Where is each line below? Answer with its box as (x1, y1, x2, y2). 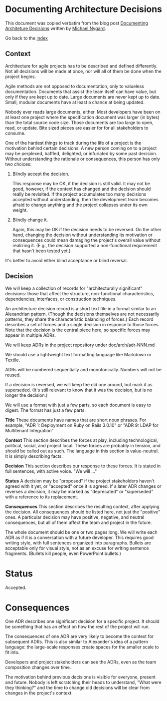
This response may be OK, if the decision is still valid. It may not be (12, 180, 151, 186)
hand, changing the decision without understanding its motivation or (12, 232, 153, 238)
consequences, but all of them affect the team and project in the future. (5, 519, 152, 525)
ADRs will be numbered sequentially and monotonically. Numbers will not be (5, 366, 162, 372)
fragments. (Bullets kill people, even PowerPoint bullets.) (5, 550, 121, 556)
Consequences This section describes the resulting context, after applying (5, 503, 160, 509)
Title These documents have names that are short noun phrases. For (5, 417, 147, 423)
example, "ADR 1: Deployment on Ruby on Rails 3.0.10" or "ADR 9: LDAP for (5, 422, 159, 428)
